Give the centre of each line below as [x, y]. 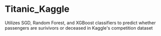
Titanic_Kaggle [37, 9]
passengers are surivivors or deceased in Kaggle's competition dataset [79, 28]
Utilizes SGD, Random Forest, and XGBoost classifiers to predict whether [80, 23]
